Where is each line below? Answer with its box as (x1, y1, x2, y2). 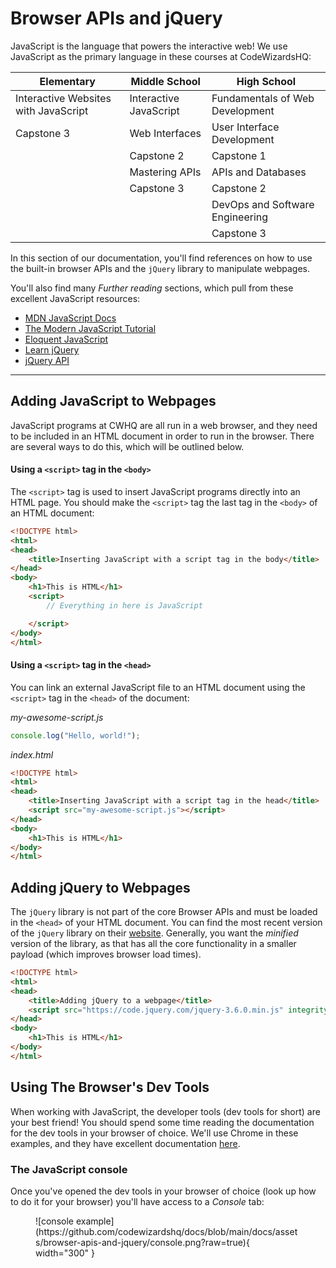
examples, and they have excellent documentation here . (10, 1137, 241, 1149)
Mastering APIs (129, 165, 202, 179)
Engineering (211, 210, 269, 224)
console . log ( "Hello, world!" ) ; (10, 730, 141, 741)
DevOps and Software (211, 197, 315, 211)
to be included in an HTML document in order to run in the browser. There (10, 430, 315, 442)
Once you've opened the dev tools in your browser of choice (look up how (10, 1185, 317, 1197)
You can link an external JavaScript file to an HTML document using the (10, 681, 306, 693)
